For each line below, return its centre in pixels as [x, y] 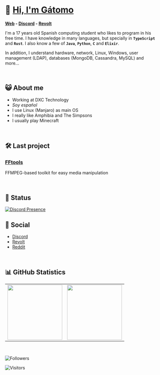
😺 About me [24, 88]
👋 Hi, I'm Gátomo [39, 10]
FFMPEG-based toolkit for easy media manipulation [57, 173]
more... [12, 63]
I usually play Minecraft [36, 120]
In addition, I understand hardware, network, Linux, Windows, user [72, 53]
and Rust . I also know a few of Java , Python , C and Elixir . [62, 43]
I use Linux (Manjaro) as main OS [45, 110]
